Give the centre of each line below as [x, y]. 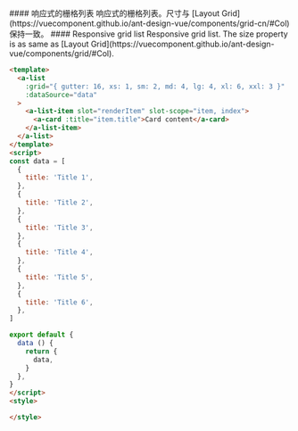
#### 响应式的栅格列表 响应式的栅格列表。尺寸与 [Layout [115, 13]
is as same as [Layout [49, 44]
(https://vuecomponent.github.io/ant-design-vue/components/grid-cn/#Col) [149, 23]
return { [41, 351]
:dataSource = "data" [62, 95]
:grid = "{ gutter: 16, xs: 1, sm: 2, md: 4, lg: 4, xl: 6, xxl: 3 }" [155, 87]
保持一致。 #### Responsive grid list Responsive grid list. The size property [149, 34]
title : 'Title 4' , [59, 253]
